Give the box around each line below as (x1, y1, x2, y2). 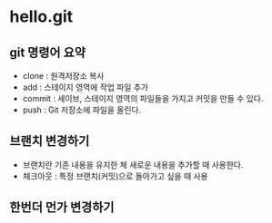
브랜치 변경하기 (9, 133, 90, 149)
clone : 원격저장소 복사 (22, 71, 105, 81)
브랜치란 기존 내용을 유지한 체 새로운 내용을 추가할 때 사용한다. (22, 159, 244, 170)
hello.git (9, 6, 74, 27)
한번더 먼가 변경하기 (9, 199, 115, 215)
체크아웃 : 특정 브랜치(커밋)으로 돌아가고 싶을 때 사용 (22, 170, 208, 181)
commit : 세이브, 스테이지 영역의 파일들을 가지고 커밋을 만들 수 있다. (22, 93, 264, 103)
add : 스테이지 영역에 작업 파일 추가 (22, 82, 148, 92)
